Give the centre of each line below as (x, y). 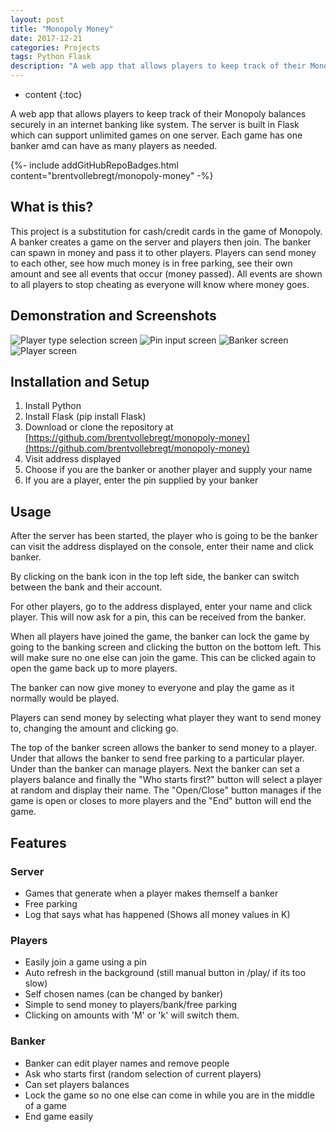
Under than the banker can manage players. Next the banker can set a (155, 769)
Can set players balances (77, 1084)
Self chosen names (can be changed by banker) (124, 994)
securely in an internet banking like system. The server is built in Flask (155, 124)
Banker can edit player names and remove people (127, 1063)
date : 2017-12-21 (46, 38)
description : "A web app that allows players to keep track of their (158, 66)
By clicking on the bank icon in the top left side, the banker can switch (155, 577)
